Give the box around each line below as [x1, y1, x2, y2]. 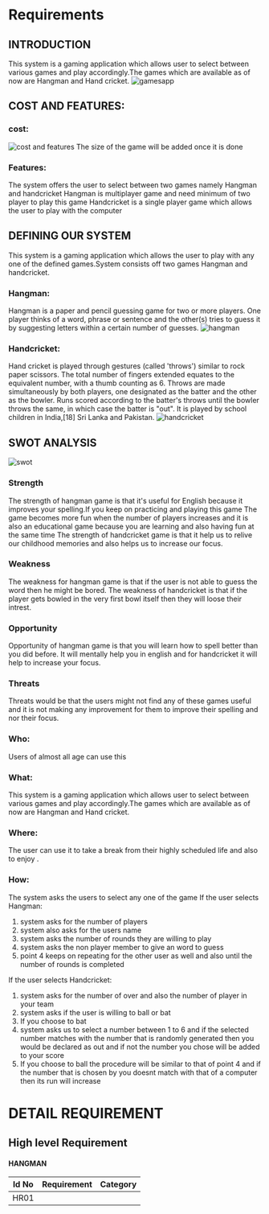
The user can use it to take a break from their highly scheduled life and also [8, 846, 259, 855]
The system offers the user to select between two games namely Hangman [8, 179, 257, 190]
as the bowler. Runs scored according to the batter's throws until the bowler [8, 396, 259, 405]
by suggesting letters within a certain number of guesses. [8, 323, 199, 333]
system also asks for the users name [19, 925, 142, 935]
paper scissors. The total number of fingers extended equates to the [8, 370, 235, 380]
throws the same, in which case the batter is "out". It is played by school [8, 404, 247, 414]
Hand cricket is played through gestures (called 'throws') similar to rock [8, 361, 245, 371]
